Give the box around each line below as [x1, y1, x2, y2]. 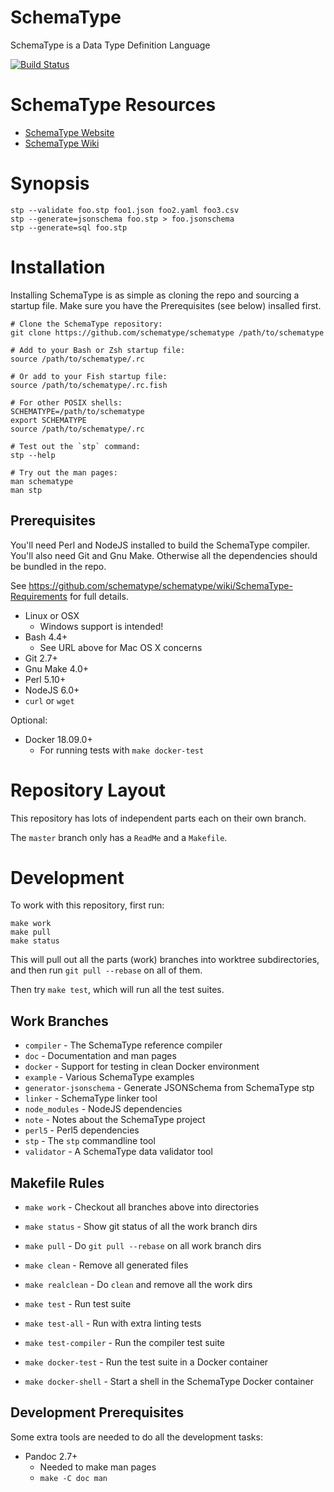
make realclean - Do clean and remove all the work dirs [24, 1279, 253, 1291]
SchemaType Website [24, 126, 115, 138]
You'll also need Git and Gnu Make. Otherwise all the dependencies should [10, 549, 318, 561]
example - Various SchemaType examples [24, 1071, 195, 1083]
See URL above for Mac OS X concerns [39, 641, 203, 653]
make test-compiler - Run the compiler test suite [24, 1337, 225, 1349]
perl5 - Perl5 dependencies [24, 1124, 140, 1136]
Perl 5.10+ [24, 673, 67, 685]
